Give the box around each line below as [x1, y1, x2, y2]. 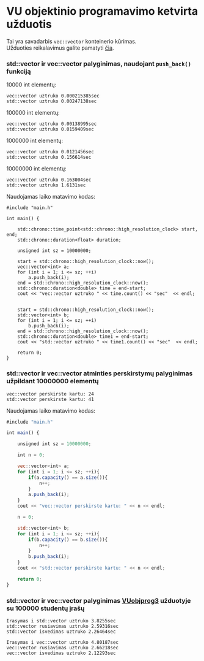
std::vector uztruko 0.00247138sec [6, 98, 97, 105]
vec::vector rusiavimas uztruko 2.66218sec [6, 644, 119, 651]
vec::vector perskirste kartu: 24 [6, 391, 95, 397]
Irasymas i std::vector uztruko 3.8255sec [6, 617, 116, 624]
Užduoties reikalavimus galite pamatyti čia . [6, 44, 114, 52]
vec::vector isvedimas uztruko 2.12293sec [6, 650, 116, 656]
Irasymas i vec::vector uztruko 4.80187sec [6, 639, 119, 645]
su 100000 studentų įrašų [6, 604, 85, 613]
